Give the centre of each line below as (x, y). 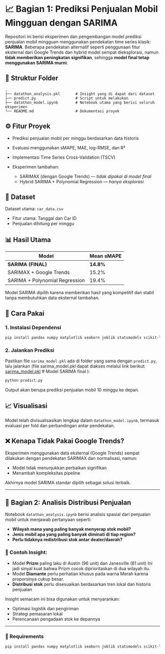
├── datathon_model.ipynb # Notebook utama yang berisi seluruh (80, 103)
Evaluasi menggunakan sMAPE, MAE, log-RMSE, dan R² (69, 147)
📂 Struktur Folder (32, 78)
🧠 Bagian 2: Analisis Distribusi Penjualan (68, 502)
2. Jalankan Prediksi (30, 350)
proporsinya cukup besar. (38, 579)
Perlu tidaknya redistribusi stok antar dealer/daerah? (67, 540)
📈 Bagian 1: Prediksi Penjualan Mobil (82, 9)
